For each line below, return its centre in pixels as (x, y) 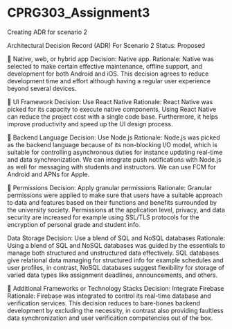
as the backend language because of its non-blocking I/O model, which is (113, 144)
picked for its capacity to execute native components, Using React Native (112, 109)
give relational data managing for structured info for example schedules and (115, 260)
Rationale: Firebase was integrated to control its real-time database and (109, 296)
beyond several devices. (42, 88)
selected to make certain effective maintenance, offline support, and (105, 66)
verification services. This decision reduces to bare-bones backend (104, 303)
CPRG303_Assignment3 (79, 13)
